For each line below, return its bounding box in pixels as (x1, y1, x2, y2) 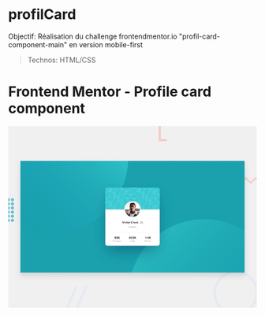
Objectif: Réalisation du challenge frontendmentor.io (8, 31, 177, 41)
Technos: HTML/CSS (27, 55, 96, 65)
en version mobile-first (69, 39, 144, 49)
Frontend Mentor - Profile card (8, 83, 211, 101)
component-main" (8, 39, 68, 49)
